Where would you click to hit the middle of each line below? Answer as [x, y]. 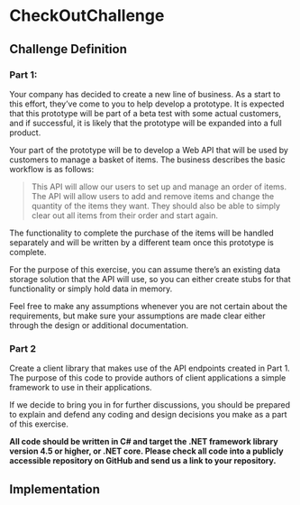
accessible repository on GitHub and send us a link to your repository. [143, 461]
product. [25, 133]
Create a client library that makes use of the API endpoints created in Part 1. [150, 368]
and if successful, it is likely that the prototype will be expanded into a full [145, 123]
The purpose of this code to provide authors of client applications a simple [148, 378]
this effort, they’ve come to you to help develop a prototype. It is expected [147, 104]
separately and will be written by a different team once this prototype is [142, 242]
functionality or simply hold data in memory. [91, 289]
